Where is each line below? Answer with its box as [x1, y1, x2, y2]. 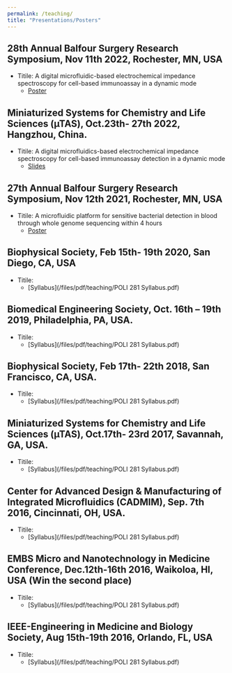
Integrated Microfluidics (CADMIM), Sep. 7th [7, 496, 205, 508]
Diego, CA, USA [7, 257, 77, 269]
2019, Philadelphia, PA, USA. [7, 314, 134, 326]
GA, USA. [7, 439, 49, 451]
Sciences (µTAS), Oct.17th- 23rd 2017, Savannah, [7, 428, 224, 440]
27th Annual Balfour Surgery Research [7, 182, 178, 194]
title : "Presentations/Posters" [7, 17, 101, 24]
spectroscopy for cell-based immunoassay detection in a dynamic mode [17, 155, 226, 163]
